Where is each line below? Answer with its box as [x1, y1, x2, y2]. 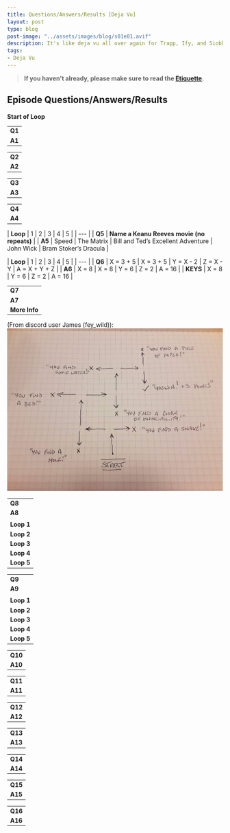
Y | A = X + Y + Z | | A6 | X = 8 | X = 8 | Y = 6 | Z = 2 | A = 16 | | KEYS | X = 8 [7, 264, 222, 273]
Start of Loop [7, 112, 46, 120]
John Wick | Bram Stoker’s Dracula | [7, 244, 109, 252]
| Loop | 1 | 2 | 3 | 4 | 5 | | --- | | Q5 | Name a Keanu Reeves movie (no [7, 229, 205, 238]
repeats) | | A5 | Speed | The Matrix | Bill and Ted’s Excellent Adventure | [7, 237, 213, 245]
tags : [7, 47, 23, 54]
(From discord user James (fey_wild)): [7, 321, 114, 329]
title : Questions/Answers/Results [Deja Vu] [7, 11, 136, 18]
